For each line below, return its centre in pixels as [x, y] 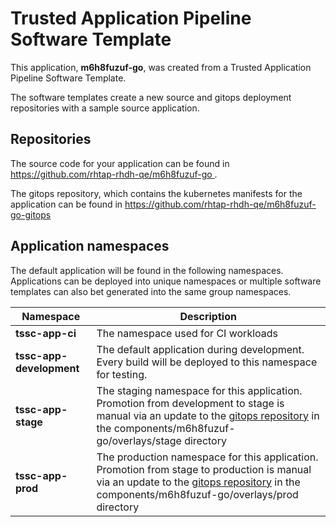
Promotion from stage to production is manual [204, 469]
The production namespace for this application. [207, 457]
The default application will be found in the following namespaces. [147, 270]
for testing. [122, 374]
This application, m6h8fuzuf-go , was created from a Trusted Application [161, 67]
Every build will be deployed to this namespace [207, 362]
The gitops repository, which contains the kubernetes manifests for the [156, 193]
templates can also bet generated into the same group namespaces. [151, 291]
